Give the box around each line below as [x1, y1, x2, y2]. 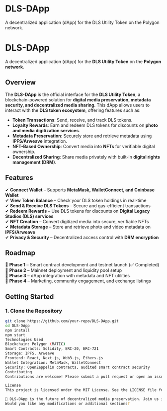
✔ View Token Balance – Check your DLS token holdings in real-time [5, 197, 147, 203]
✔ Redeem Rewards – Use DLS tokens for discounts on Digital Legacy [5, 208, 150, 214]
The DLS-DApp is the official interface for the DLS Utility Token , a [5, 91, 141, 97]
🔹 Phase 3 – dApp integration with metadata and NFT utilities [5, 273, 130, 279]
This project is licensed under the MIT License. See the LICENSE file [5, 388, 157, 393]
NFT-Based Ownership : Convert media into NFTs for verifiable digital [12, 143, 155, 149]
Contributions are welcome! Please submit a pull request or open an [5, 374, 153, 379]
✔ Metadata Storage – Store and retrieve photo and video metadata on [5, 224, 151, 230]
